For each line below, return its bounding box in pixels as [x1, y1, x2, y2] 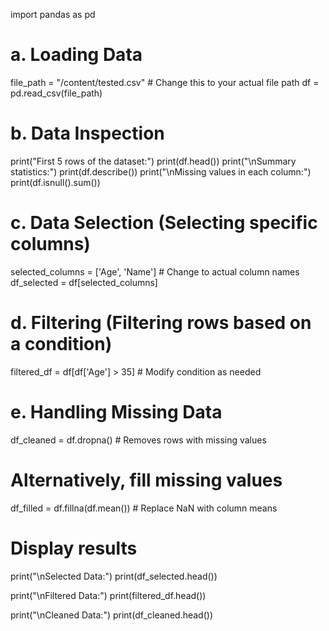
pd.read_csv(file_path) [10, 87, 103, 99]
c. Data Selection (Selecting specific [10, 212, 318, 234]
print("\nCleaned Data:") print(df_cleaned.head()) [10, 609, 213, 621]
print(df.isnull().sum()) [10, 176, 101, 188]
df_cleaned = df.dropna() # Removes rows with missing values [10, 434, 267, 446]
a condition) [10, 333, 113, 355]
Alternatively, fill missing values [10, 469, 283, 491]
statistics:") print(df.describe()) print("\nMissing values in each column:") [10, 165, 312, 178]
